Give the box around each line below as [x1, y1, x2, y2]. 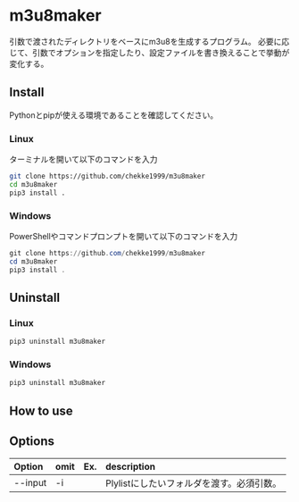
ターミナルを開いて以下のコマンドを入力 [9, 154, 158, 165]
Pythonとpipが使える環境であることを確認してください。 [9, 109, 219, 121]
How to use [9, 403, 73, 418]
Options [9, 434, 55, 449]
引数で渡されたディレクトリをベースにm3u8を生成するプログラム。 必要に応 [9, 36, 290, 46]
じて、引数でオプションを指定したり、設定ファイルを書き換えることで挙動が [9, 46, 290, 58]
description [105, 460, 156, 473]
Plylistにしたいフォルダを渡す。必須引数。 [105, 477, 282, 489]
